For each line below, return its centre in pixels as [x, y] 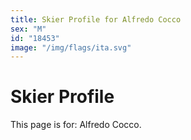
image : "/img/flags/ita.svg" [71, 47]
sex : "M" [28, 29]
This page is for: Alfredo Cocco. [76, 125]
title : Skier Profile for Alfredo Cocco [96, 19]
